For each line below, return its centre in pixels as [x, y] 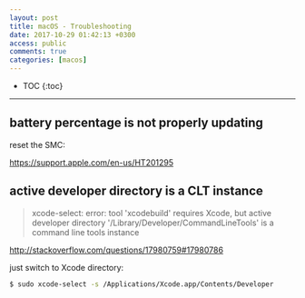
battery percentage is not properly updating [136, 123]
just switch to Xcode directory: [67, 267]
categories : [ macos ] [49, 60]
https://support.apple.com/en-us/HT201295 [92, 162]
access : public [38, 43]
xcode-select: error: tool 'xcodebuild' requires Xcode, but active [152, 213]
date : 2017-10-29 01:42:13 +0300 [73, 35]
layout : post [34, 18]
